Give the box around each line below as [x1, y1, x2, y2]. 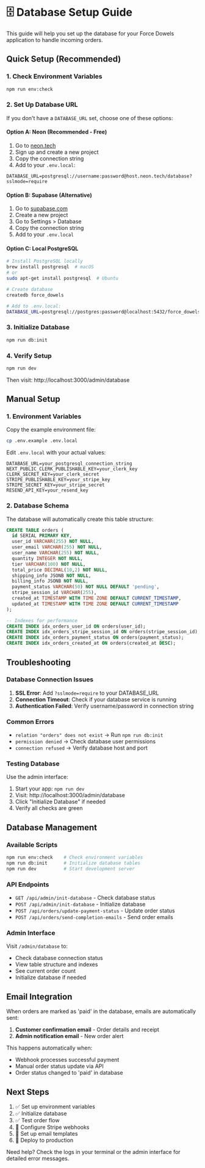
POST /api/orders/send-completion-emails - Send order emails [15, 914, 174, 920]
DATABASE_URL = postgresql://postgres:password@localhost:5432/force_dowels [6, 309, 201, 315]
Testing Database [6, 759, 60, 768]
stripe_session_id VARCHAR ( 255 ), [12, 590, 97, 596]
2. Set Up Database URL [6, 101, 78, 109]
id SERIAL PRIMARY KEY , [12, 532, 72, 539]
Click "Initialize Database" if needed [15, 798, 106, 806]
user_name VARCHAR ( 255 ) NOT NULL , [12, 550, 99, 556]
